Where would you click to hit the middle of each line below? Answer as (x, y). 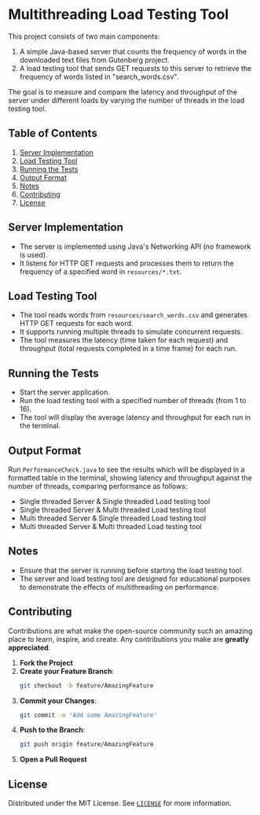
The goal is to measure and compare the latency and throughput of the (123, 91)
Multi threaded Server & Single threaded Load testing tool (113, 518)
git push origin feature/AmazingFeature (86, 745)
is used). (34, 254)
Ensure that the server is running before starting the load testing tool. (131, 570)
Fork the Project (46, 662)
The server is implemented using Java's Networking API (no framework (135, 246)
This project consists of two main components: (84, 36)
